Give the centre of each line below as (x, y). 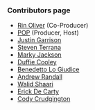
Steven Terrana (39, 48)
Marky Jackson (39, 55)
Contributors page (39, 10)
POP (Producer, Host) (48, 33)
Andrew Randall (40, 77)
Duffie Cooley (37, 62)
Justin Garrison (39, 40)
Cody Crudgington (44, 99)
